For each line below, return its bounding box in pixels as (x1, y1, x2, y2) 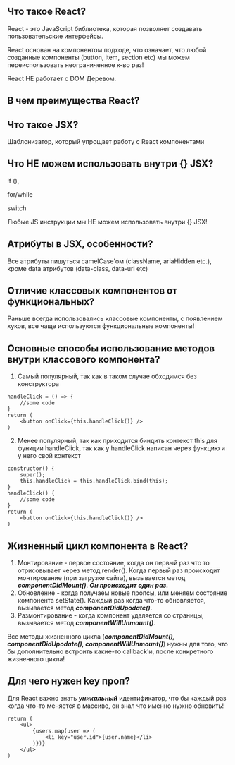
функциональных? (7, 296, 95, 308)
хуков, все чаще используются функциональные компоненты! (7, 322, 195, 330)
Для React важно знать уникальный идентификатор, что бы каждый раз (7, 694, 227, 702)
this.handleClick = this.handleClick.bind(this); (20, 478, 169, 485)
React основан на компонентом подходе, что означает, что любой (7, 45, 207, 54)
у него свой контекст (17, 452, 81, 460)
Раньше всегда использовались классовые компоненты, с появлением (7, 314, 223, 323)
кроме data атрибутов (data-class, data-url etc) (7, 264, 148, 272)
